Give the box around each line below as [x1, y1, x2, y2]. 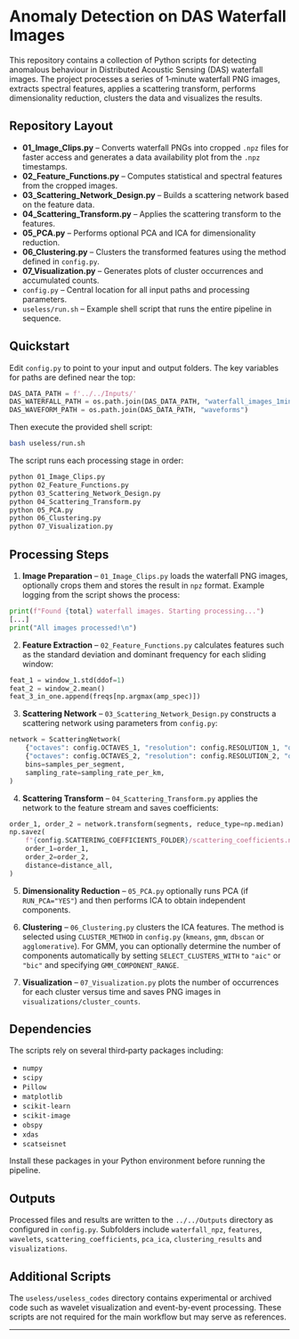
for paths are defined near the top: [9, 372, 136, 383]
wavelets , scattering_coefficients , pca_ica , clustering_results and [9, 1234, 263, 1244]
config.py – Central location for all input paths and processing [21, 284, 250, 295]
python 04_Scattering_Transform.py [9, 497, 141, 506]
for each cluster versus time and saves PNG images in [21, 986, 221, 996]
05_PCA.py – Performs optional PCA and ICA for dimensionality [21, 227, 256, 238]
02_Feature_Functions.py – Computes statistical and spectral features [21, 170, 283, 181]
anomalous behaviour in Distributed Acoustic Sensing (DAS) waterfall [9, 64, 263, 75]
